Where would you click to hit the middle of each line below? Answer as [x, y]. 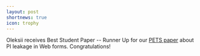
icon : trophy [23, 23]
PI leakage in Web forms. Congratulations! [58, 46]
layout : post [23, 12]
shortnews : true [27, 17]
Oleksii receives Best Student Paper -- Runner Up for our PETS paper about [100, 40]
